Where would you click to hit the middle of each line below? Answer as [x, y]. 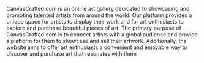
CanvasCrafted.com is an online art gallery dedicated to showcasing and [98, 9]
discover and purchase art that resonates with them [71, 54]
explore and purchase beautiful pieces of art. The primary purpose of [94, 28]
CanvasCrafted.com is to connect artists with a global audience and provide [102, 35]
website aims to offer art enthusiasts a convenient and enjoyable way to [97, 47]
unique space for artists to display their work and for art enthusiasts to [95, 22]
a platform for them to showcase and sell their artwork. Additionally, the [96, 41]
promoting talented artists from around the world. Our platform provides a [99, 15]
